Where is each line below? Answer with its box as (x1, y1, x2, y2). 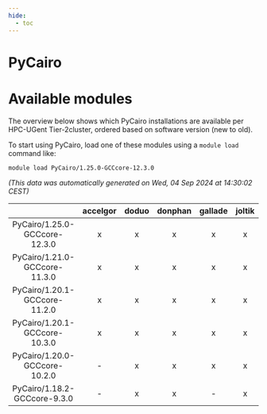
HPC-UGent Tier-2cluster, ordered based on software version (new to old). (8, 124, 253, 134)
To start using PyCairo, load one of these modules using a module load (8, 140, 239, 150)
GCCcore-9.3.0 (14, 393, 74, 404)
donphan (157, 205, 192, 216)
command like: (8, 148, 56, 158)
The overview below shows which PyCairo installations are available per (8, 116, 244, 126)
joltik (235, 205, 255, 216)
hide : (8, 11, 26, 20)
